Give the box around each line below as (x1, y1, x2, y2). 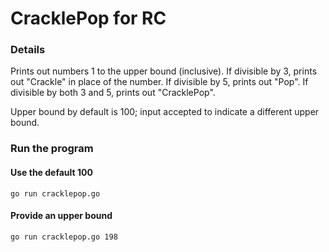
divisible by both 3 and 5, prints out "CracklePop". (10, 87, 216, 99)
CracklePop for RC (10, 7, 167, 30)
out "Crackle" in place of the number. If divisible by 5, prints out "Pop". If (10, 76, 309, 88)
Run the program (10, 142, 94, 156)
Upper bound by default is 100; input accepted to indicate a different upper (10, 106, 320, 118)
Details (10, 43, 46, 57)
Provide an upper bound (10, 210, 113, 222)
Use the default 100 (10, 167, 93, 178)
